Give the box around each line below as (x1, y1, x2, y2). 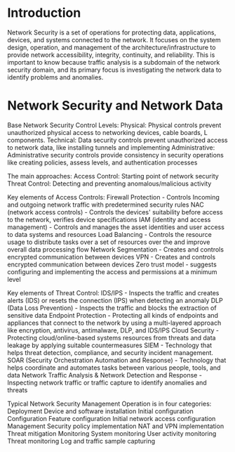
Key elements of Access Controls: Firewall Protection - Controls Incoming (7, 193, 220, 201)
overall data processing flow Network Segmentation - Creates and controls (7, 245, 224, 254)
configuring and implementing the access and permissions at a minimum (7, 267, 217, 276)
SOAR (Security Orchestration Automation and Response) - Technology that (7, 356, 227, 364)
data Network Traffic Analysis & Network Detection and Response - (7, 370, 202, 379)
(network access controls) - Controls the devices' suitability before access (7, 207, 223, 216)
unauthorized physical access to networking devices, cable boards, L (7, 128, 208, 136)
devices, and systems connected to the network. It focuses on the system (7, 35, 221, 44)
